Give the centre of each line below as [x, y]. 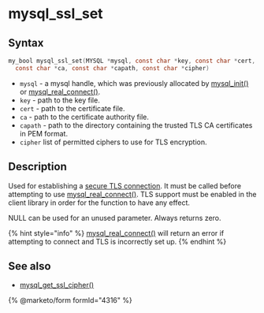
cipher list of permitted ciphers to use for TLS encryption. [113, 142]
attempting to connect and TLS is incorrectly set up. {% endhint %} [117, 241]
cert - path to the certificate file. [72, 108]
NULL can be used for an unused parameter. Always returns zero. [115, 218]
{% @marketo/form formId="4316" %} [70, 300]
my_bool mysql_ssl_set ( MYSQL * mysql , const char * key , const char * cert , [132, 61]
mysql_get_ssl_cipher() [57, 285]
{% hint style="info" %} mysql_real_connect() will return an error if [116, 233]
